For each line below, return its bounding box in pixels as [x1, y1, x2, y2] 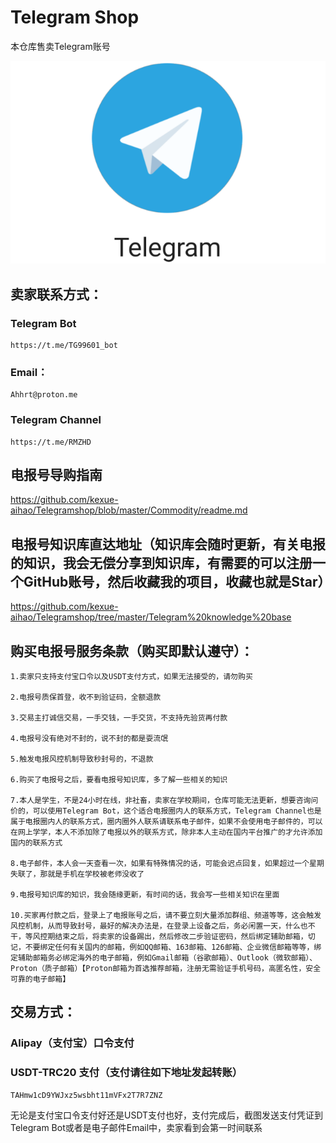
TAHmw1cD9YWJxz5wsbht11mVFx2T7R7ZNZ [10, 1090, 163, 1100]
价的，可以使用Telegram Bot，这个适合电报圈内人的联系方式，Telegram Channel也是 [10, 806, 322, 816]
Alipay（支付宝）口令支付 [10, 1036, 135, 1050]
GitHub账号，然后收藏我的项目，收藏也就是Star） [23, 573, 332, 590]
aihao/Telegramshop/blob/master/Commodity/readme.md [10, 504, 248, 516]
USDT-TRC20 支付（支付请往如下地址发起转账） [10, 1066, 243, 1080]
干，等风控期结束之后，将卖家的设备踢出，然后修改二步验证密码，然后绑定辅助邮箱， [10, 931, 308, 941]
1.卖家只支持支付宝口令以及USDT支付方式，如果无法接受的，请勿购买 [10, 671, 253, 681]
